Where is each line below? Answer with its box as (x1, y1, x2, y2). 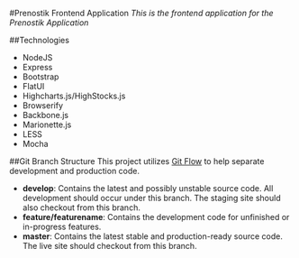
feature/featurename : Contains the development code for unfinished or (22, 212, 290, 222)
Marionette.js (22, 119, 72, 130)
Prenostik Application (9, 17, 89, 28)
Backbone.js (22, 110, 69, 120)
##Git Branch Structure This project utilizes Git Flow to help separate (9, 156, 265, 166)
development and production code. (9, 166, 140, 176)
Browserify (22, 100, 63, 111)
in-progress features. (22, 221, 102, 232)
